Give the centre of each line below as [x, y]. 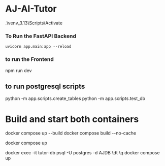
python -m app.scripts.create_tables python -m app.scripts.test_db [75, 98]
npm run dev [19, 70]
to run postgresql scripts [45, 86]
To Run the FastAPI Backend [41, 36]
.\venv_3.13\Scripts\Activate [34, 23]
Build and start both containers [72, 119]
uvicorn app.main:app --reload [38, 47]
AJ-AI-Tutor [31, 9]
